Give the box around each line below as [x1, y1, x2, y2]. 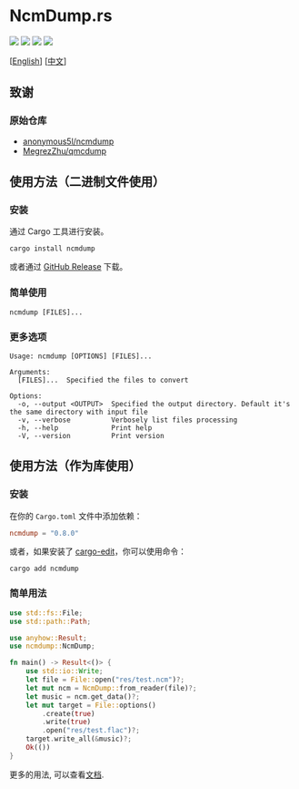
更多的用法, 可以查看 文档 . [9, 769, 105, 780]
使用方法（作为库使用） [9, 458, 141, 474]
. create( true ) [42, 709, 95, 718]
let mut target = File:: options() [25, 701, 156, 710]
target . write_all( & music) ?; [25, 734, 132, 743]
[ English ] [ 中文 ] [9, 56, 67, 67]
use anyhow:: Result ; [9, 633, 88, 642]
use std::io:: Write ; [25, 667, 104, 676]
